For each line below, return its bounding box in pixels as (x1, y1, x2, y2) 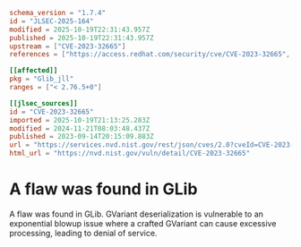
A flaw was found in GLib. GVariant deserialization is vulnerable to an (9, 209, 264, 219)
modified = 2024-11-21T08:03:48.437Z (9, 123, 150, 133)
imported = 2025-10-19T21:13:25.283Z (9, 115, 150, 124)
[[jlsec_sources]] (9, 98, 78, 107)
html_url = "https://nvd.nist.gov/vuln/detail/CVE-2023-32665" (9, 149, 251, 158)
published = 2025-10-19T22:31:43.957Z (9, 33, 154, 42)
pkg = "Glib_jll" (9, 74, 74, 84)
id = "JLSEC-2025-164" (9, 16, 94, 26)
